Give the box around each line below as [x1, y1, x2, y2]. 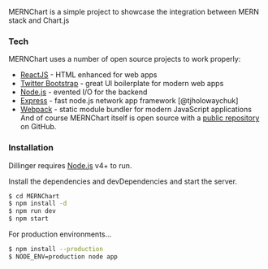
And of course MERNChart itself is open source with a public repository [19, 113, 260, 123]
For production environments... [8, 229, 112, 239]
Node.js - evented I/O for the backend [19, 87, 148, 97]
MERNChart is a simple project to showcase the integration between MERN [8, 7, 260, 16]
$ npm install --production [8, 245, 104, 254]
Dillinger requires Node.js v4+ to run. [8, 160, 132, 170]
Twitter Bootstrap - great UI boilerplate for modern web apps [19, 79, 224, 89]
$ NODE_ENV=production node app [8, 252, 118, 261]
